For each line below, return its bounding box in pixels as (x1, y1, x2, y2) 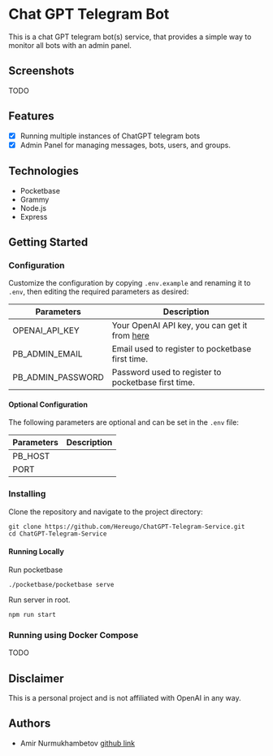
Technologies (8, 164, 80, 178)
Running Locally (8, 547, 65, 557)
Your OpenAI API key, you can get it (111, 320, 248, 331)
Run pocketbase (8, 565, 63, 575)
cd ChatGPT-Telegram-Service (8, 530, 107, 538)
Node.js (19, 203, 47, 212)
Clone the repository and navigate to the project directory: (8, 506, 203, 517)
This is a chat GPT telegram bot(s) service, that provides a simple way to (8, 32, 252, 42)
